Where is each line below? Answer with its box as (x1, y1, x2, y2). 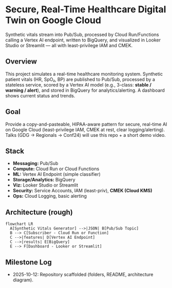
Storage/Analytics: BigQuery (12, 177, 75, 183)
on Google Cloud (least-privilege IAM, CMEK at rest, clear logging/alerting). (5, 127, 165, 133)
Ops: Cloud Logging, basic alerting (12, 193, 87, 199)
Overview (5, 57, 37, 66)
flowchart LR (5, 221, 33, 227)
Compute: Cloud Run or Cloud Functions (12, 166, 100, 172)
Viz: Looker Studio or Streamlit (12, 182, 79, 188)
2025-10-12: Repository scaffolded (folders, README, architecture (12, 272, 154, 277)
